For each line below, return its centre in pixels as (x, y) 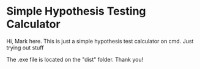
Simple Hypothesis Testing (76, 11)
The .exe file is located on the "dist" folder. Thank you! (75, 59)
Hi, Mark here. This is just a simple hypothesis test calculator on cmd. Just (100, 41)
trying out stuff (25, 48)
